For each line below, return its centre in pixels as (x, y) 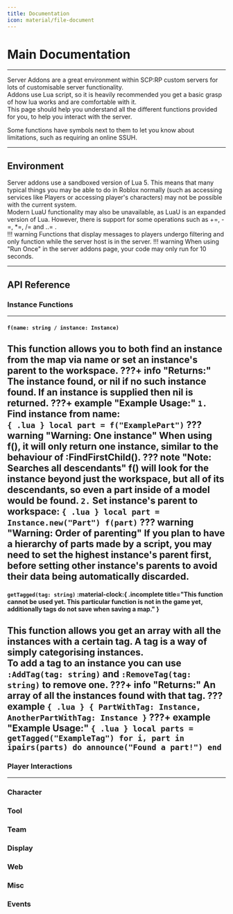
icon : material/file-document (51, 20)
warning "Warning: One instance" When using (110, 435)
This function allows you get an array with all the (114, 631)
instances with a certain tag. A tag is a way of (107, 641)
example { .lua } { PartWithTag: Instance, (104, 706)
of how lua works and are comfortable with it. (72, 102)
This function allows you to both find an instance (115, 348)
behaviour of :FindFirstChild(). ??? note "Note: (110, 457)
